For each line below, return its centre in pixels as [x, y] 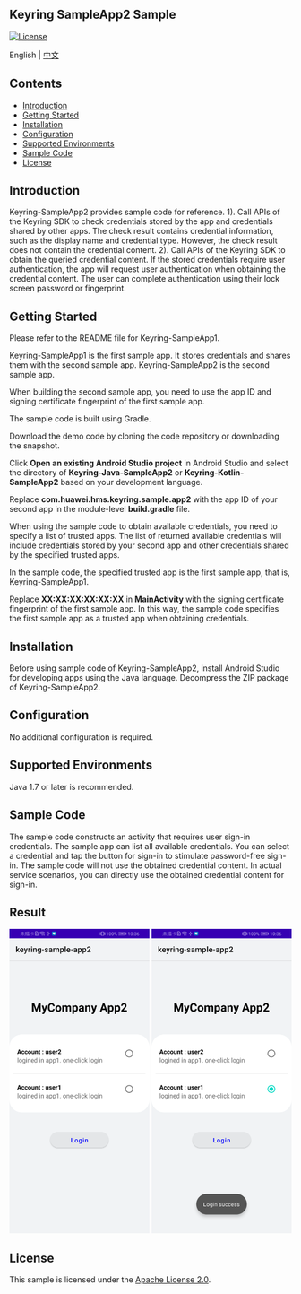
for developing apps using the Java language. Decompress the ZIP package [149, 678]
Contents [36, 84]
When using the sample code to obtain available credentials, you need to [143, 526]
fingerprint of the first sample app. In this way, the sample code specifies [144, 609]
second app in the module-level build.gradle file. [100, 509]
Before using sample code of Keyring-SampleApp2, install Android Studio [145, 668]
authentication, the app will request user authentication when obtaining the [148, 269]
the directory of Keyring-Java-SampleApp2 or [96, 473]
